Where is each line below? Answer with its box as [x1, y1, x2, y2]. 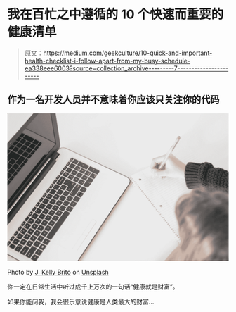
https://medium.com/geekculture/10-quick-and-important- [43, 49, 213, 57]
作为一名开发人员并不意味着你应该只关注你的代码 [7, 94, 220, 106]
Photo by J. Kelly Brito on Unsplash [7, 268, 109, 277]
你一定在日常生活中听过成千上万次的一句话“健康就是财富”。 [7, 282, 179, 291]
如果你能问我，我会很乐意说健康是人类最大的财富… [7, 297, 155, 306]
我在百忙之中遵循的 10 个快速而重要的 [7, 6, 224, 23]
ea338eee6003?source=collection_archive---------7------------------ [24, 64, 229, 73]
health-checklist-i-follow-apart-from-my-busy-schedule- [24, 56, 191, 65]
